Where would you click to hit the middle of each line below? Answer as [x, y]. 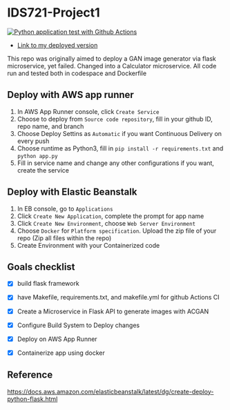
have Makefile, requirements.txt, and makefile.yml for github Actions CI [118, 297]
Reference [30, 375]
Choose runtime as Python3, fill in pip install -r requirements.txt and [120, 148]
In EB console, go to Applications [65, 208]
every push [33, 141]
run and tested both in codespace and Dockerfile [77, 73]
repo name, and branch [50, 126]
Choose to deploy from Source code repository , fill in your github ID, [115, 119]
